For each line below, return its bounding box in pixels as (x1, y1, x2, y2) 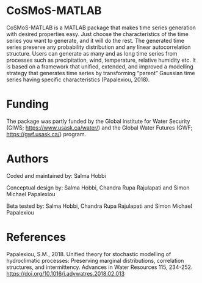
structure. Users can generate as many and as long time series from (6, 50, 178, 57)
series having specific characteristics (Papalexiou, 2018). (6, 76, 150, 83)
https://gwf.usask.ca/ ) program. (6, 130, 87, 138)
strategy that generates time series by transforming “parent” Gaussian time (6, 69, 195, 76)
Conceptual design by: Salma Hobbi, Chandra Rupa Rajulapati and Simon (6, 184, 190, 191)
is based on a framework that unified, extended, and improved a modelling (6, 62, 193, 70)
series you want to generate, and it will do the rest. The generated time (6, 37, 185, 44)
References (6, 230, 66, 244)
